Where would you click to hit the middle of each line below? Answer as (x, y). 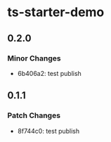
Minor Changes (34, 58)
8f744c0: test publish (48, 131)
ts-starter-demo (56, 12)
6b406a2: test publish (50, 73)
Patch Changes (34, 115)
